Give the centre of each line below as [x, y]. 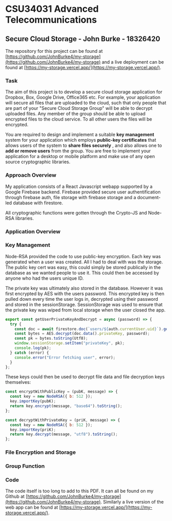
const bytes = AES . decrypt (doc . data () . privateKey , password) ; [82, 334]
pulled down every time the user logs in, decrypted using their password [82, 299]
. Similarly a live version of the [132, 502]
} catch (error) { [30, 353]
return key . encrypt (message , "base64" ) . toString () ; [66, 406]
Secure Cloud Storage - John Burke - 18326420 [83, 39]
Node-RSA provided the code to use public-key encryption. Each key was [83, 256]
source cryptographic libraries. [38, 162]
